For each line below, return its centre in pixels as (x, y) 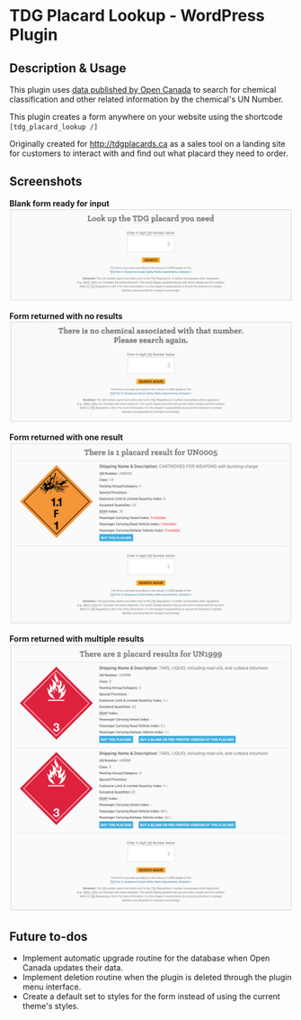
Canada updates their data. (73, 968)
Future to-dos (49, 937)
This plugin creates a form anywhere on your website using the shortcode (146, 117)
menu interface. (52, 987)
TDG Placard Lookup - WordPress (137, 16)
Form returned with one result (66, 437)
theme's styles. (50, 1006)
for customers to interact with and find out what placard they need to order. (149, 153)
